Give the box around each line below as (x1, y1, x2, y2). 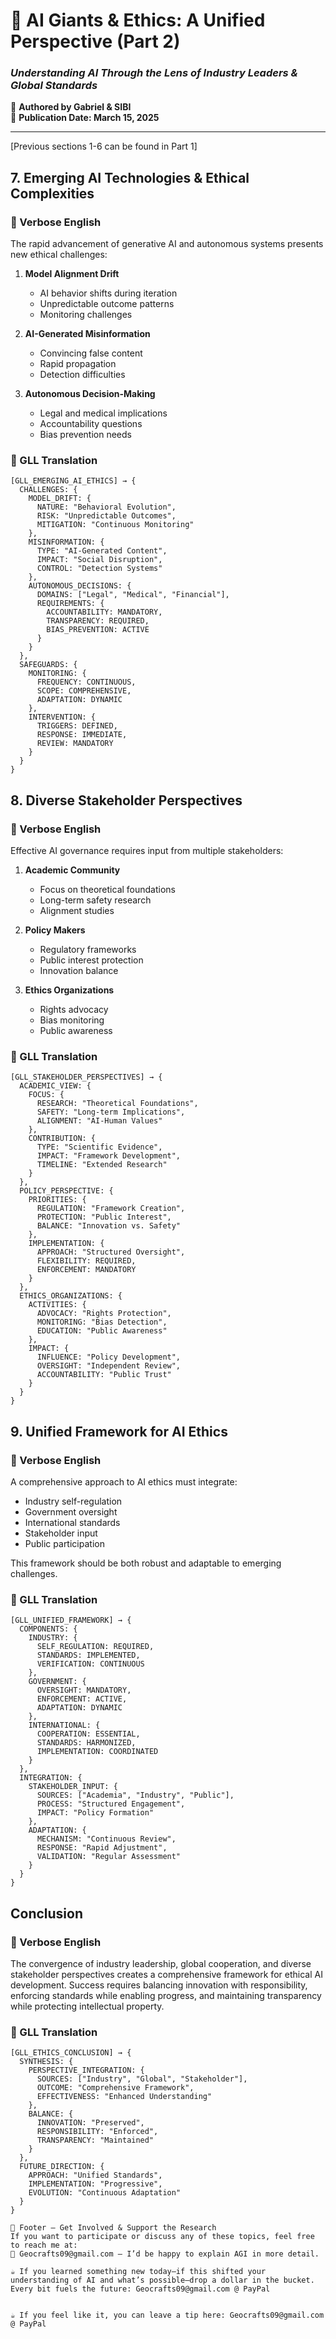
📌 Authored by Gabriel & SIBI (10, 101, 132, 113)
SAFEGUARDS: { (19, 660, 78, 670)
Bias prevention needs (39, 429, 132, 441)
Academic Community (24, 864, 121, 876)
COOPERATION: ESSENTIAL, (36, 1729, 141, 1739)
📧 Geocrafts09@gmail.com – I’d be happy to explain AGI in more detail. (10, 2249, 320, 2259)
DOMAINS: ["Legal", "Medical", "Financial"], (36, 590, 230, 600)
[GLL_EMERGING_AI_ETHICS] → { (10, 476, 137, 486)
